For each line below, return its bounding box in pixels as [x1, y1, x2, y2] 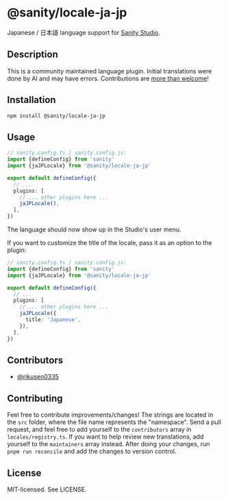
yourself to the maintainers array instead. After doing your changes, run [7, 440, 210, 448]
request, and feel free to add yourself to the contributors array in [7, 426, 192, 434]
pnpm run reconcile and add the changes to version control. [7, 448, 177, 456]
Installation [7, 94, 56, 106]
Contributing [7, 393, 63, 404]
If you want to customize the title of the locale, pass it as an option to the [7, 239, 212, 246]
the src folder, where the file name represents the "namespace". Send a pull [7, 418, 221, 426]
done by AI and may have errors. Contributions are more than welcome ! [7, 74, 209, 82]
